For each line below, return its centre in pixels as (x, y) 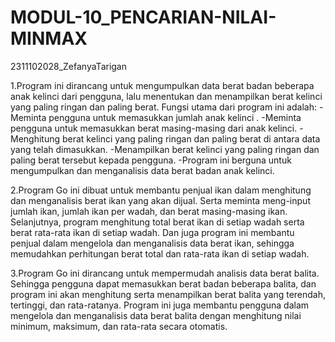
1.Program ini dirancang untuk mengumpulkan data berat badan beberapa (162, 85)
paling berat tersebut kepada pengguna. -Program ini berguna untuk (151, 160)
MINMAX (49, 38)
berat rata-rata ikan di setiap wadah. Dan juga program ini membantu (152, 232)
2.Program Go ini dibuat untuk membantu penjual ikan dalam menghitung (161, 190)
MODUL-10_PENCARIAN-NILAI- (143, 17)
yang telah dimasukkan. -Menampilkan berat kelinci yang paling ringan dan (165, 149)
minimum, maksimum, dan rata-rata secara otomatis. (119, 326)
